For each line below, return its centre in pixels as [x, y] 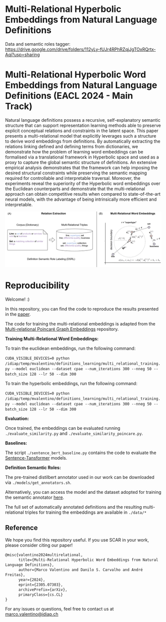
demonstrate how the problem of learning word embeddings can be [74, 152]
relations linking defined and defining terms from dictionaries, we [72, 146]
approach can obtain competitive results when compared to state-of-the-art [83, 194]
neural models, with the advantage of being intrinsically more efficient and [81, 199]
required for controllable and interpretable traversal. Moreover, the [73, 178]
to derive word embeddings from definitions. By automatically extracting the [83, 141]
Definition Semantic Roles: [33, 467]
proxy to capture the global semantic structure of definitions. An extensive [81, 162]
